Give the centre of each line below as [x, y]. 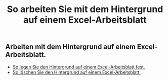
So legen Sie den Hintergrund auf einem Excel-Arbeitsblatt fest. [79, 67]
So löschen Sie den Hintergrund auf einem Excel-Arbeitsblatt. [76, 72]
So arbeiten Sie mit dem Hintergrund [85, 9]
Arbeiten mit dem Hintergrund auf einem [70, 47]
